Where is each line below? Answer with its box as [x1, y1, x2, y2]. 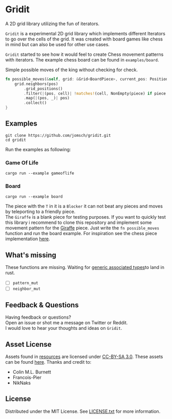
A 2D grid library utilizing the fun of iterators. [5, 20, 100, 27]
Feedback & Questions [5, 301, 79, 309]
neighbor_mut [12, 286, 41, 291]
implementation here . [5, 236, 50, 242]
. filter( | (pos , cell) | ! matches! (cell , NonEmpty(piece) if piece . [24, 91, 168, 96]
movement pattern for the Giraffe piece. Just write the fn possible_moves [5, 225, 160, 231]
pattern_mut [12, 281, 38, 286]
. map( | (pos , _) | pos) [24, 96, 70, 101]
